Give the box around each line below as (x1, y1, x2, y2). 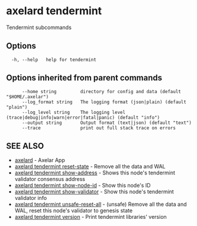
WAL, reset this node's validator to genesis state (14, 207, 133, 214)
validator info (14, 195, 47, 202)
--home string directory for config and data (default (21, 88, 182, 94)
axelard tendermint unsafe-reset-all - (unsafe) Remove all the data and (14, 200, 188, 208)
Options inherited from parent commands (6, 73, 163, 83)
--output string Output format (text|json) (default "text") (21, 120, 192, 126)
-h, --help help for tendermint (11, 56, 96, 63)
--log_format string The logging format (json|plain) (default (21, 99, 186, 105)
